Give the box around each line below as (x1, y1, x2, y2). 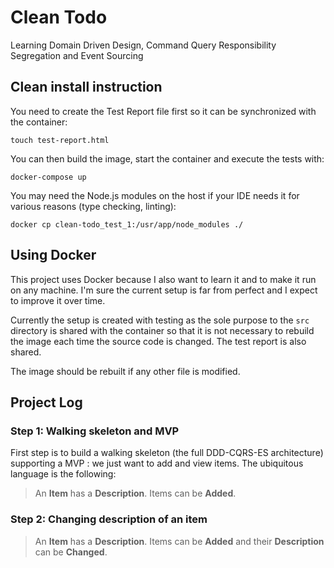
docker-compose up (10, 172, 87, 182)
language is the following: (10, 468, 117, 480)
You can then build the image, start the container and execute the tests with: (10, 152, 325, 165)
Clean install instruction (10, 79, 163, 96)
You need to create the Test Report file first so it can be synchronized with (10, 105, 317, 117)
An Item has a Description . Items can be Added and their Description (34, 535, 325, 547)
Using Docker (10, 247, 97, 264)
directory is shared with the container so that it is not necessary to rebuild (10, 324, 315, 336)
